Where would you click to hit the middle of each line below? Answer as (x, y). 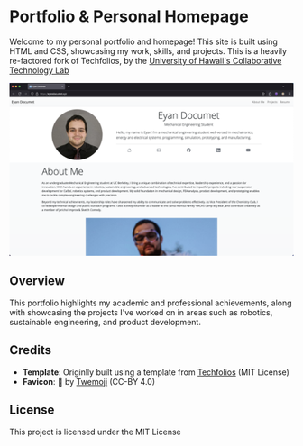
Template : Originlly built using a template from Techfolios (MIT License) (156, 372)
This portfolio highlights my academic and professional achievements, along (151, 303)
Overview (37, 281)
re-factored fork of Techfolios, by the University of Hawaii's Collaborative (146, 60)
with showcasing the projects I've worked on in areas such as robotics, (141, 312)
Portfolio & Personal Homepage (129, 17)
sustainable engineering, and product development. (105, 322)
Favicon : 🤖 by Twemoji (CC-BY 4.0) (89, 381)
